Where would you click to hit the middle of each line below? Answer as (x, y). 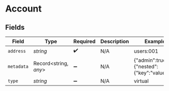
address (17, 51)
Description (115, 41)
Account (23, 9)
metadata (18, 67)
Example (155, 41)
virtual (141, 81)
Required (84, 41)
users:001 (146, 51)
